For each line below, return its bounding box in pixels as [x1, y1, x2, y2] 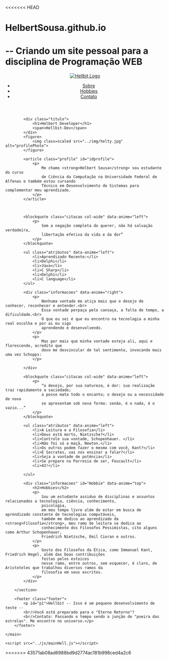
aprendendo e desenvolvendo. [41, 325, 103, 331]
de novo [5, 397, 22, 402]
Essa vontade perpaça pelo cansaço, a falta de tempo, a [41, 308, 164, 313]
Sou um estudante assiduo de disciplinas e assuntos [41, 494, 155, 500]
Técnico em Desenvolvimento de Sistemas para [41, 183, 139, 188]
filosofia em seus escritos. [41, 570, 103, 575]
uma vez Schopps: [5, 352, 42, 357]
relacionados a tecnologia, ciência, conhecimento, [5, 499, 116, 504]
